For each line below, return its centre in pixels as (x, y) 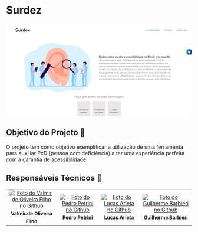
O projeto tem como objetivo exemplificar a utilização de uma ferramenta (95, 147)
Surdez (24, 10)
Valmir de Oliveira (32, 214)
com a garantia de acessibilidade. (47, 159)
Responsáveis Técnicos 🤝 (54, 178)
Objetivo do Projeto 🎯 (46, 133)
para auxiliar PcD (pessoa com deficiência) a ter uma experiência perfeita (95, 153)
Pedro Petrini (77, 217)
